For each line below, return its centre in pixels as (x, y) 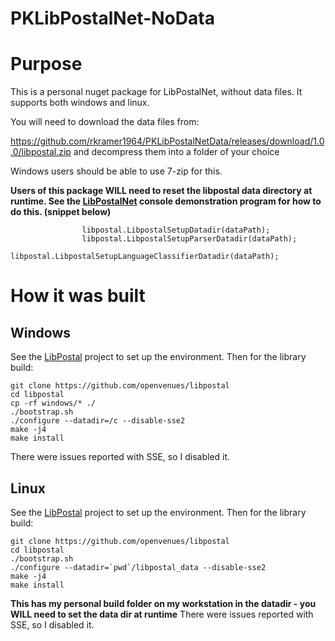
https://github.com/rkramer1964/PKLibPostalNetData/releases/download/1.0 (167, 141)
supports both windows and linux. (80, 103)
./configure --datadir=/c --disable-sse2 (98, 421)
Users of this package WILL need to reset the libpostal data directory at (161, 191)
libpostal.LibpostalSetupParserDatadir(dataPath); (189, 239)
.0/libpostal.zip (41, 152)
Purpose (46, 64)
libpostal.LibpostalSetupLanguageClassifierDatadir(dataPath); (145, 257)
